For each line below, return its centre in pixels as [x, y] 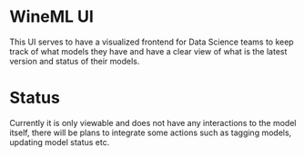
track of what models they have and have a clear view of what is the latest [148, 51]
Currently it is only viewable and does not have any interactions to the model [153, 123]
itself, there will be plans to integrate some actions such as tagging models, [151, 132]
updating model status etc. [60, 142]
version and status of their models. [75, 61]
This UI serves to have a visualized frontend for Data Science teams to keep [152, 42]
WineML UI [51, 17]
